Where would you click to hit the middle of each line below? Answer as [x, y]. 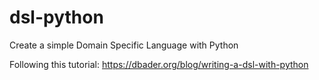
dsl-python [56, 17]
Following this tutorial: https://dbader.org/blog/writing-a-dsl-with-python [159, 64]
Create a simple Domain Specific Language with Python [124, 45]
